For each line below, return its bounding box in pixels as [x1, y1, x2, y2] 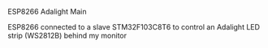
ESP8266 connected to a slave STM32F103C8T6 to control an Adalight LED [7, 22, 261, 31]
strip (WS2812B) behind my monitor [7, 31, 128, 40]
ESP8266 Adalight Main [7, 7, 87, 16]
